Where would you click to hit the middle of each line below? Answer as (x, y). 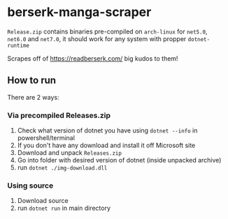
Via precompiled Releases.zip (59, 115)
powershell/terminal (46, 138)
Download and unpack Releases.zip (70, 153)
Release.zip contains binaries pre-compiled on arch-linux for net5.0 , (107, 31)
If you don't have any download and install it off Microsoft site (106, 145)
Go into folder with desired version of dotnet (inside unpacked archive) (119, 160)
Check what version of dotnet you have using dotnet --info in (107, 130)
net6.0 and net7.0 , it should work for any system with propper (97, 38)
